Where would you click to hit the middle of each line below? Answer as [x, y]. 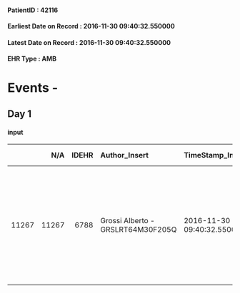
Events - [33, 87]
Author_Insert [124, 155]
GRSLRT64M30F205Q [138, 230]
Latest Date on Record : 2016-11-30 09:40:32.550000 [89, 42]
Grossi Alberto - [127, 221]
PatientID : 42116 [33, 10]
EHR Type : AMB [32, 59]
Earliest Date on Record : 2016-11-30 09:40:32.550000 [91, 26]
